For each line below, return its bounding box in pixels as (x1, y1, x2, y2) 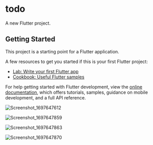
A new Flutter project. (5, 20, 51, 26)
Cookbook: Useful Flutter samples (12, 74, 85, 80)
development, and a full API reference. (5, 94, 86, 100)
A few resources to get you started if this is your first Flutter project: (5, 58, 148, 65)
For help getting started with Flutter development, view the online (5, 84, 143, 90)
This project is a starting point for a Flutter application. (5, 48, 119, 54)
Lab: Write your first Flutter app (12, 68, 79, 74)
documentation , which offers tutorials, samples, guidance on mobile (5, 89, 148, 95)
